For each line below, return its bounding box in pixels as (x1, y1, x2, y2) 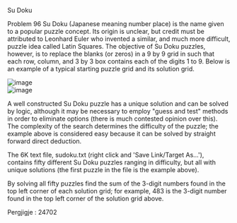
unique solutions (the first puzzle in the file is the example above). (7, 166, 200, 174)
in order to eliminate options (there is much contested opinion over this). (7, 114, 218, 123)
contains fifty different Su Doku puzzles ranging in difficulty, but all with (7, 158, 216, 167)
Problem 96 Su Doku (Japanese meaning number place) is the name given (7, 20, 224, 28)
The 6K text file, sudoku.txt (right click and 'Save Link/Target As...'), (7, 151, 204, 159)
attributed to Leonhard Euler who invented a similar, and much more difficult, (7, 35, 231, 43)
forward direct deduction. (7, 137, 82, 145)
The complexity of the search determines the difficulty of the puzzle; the (7, 122, 219, 130)
